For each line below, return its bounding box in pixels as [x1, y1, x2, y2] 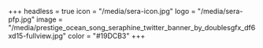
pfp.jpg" [8, 15, 35, 24]
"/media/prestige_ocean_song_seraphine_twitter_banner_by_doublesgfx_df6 [8, 23, 256, 32]
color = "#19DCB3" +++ [68, 31, 146, 40]
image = [36, 15, 63, 24]
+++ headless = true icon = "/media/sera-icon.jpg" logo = [8, 7, 196, 15]
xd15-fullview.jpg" [8, 31, 67, 40]
